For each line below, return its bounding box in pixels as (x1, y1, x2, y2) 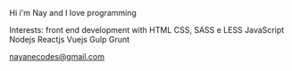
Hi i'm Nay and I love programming (9, 8, 137, 18)
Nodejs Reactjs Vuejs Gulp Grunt (9, 35, 130, 44)
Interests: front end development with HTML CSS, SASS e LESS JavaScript (9, 25, 285, 35)
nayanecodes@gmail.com (9, 51, 105, 61)
